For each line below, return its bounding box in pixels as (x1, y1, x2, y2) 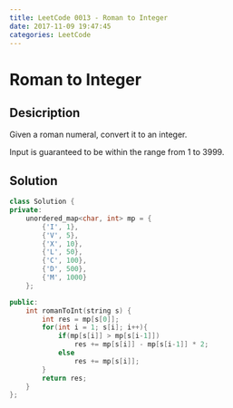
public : (9, 297, 39, 306)
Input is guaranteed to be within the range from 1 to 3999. (9, 147, 225, 158)
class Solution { (9, 197, 75, 207)
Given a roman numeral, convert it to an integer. (9, 129, 188, 141)
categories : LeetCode (9, 30, 92, 39)
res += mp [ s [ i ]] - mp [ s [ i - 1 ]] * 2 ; (73, 340, 209, 349)
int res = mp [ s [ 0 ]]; (42, 315, 120, 324)
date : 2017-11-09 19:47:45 (9, 22, 112, 31)
